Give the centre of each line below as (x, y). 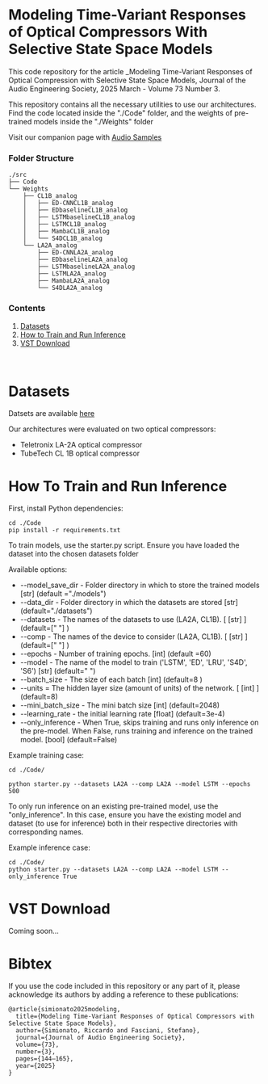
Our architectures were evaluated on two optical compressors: (112, 429)
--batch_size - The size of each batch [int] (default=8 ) (111, 679)
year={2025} (36, 1066)
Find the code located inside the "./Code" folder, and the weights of (120, 113)
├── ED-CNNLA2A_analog (75, 253)
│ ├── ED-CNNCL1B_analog (68, 204)
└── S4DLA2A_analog (70, 288)
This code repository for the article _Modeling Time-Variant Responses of (130, 71)
